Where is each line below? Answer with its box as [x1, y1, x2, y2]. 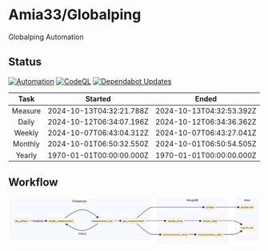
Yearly [15, 150, 38, 160]
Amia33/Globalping [8, 6, 142, 24]
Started [85, 94, 111, 104]
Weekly [14, 128, 39, 137]
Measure [11, 106, 42, 115]
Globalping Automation [8, 32, 84, 42]
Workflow [8, 176, 58, 189]
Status [8, 55, 42, 69]
